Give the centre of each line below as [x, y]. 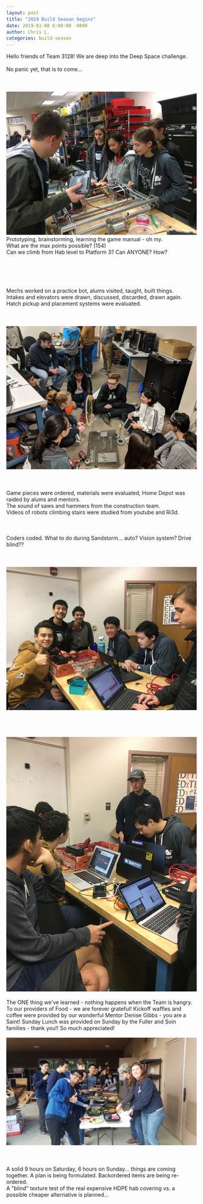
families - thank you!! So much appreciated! [60, 1028]
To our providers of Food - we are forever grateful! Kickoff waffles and [94, 1009]
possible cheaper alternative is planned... [57, 1194]
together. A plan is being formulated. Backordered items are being [88, 1175]
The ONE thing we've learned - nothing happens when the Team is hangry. [99, 1002]
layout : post [23, 13]
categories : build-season [39, 38]
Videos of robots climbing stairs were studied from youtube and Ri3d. [93, 513]
